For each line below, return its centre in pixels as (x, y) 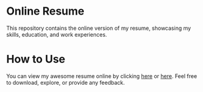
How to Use (36, 59)
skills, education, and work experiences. (57, 34)
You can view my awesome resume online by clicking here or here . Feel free (102, 76)
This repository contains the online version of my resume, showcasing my (99, 28)
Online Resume (45, 11)
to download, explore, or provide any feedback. (66, 82)
